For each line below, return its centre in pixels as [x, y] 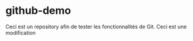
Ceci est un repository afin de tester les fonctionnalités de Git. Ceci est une [96, 27]
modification [21, 32]
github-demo [38, 11]
